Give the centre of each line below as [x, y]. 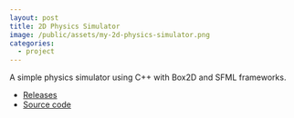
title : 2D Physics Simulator [65, 26]
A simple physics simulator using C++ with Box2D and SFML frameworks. [148, 77]
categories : [32, 43]
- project [36, 52]
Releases [40, 95]
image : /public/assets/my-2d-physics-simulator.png [110, 34]
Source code [47, 104]
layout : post [34, 18]
